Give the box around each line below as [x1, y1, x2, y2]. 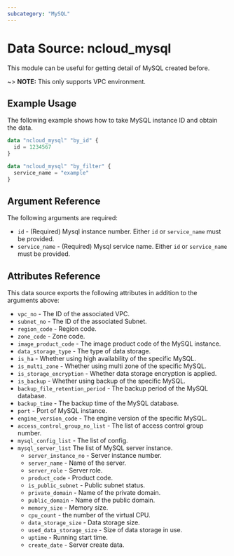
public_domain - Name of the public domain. [27, 496, 156, 505]
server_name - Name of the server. [27, 459, 127, 467]
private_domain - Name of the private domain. [27, 489, 161, 497]
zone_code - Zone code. [17, 332, 85, 341]
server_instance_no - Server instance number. [27, 452, 163, 460]
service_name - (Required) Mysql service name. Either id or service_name [17, 243, 228, 251]
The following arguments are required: [7, 214, 118, 222]
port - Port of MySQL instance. [17, 407, 107, 415]
